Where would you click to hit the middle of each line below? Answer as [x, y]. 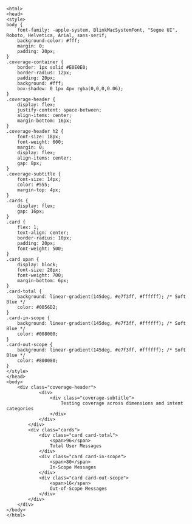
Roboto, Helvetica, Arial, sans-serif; [57, 35]
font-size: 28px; [39, 270]
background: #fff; [40, 83]
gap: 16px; [31, 211]
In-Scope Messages [73, 467]
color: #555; [34, 185]
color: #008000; [38, 334]
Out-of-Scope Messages [78, 489]
